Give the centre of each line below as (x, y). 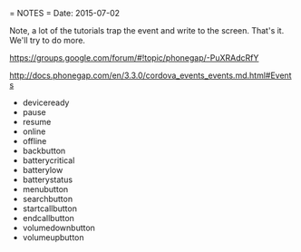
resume (37, 122)
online (34, 131)
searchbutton (48, 199)
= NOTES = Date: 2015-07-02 (65, 13)
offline (34, 141)
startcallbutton (49, 208)
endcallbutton (49, 218)
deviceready (46, 102)
